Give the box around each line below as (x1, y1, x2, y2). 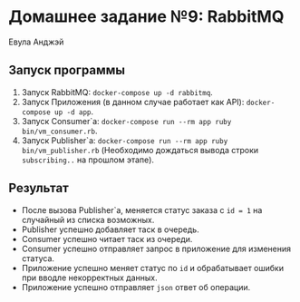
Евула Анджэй (8, 36, 64, 47)
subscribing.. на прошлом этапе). (21, 154, 155, 165)
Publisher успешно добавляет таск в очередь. (21, 224, 200, 235)
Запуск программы (8, 63, 126, 78)
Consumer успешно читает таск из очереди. (21, 233, 193, 244)
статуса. (21, 252, 55, 264)
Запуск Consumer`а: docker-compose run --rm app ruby (21, 115, 232, 126)
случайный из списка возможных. (21, 214, 155, 225)
